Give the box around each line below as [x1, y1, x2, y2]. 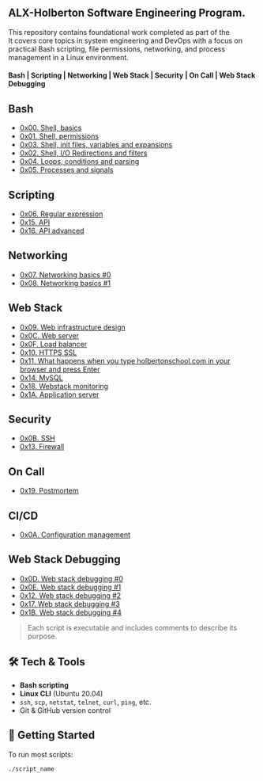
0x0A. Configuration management [19, 530, 131, 539]
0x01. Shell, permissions [19, 131, 100, 141]
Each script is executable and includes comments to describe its [27, 623, 238, 632]
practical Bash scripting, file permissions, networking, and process [8, 44, 226, 54]
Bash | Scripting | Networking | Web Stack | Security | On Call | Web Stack [8, 70, 256, 80]
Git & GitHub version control [19, 705, 111, 715]
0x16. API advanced [19, 226, 85, 236]
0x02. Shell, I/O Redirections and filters [19, 148, 148, 158]
